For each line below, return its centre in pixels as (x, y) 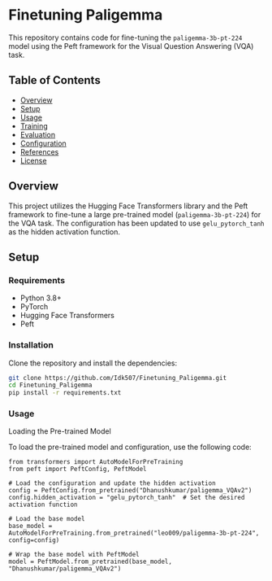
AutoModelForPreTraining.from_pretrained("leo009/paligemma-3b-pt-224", (134, 533)
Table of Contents (55, 80)
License (33, 160)
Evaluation (38, 134)
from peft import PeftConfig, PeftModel (78, 470)
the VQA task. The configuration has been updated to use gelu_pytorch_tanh (136, 223)
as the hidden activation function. (64, 232)
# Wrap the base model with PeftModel (74, 555)
